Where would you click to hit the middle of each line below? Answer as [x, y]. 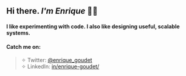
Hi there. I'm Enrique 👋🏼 [52, 11]
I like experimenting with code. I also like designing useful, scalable [93, 26]
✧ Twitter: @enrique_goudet [57, 60]
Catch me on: [24, 46]
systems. [18, 33]
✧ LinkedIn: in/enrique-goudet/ [60, 66]
